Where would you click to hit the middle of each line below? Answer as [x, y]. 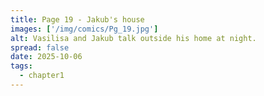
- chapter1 [42, 76]
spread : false [40, 47]
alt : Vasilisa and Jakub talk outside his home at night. [133, 38]
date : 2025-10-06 [46, 57]
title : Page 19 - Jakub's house [77, 19]
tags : [21, 66]
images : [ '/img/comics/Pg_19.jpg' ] [84, 29]
